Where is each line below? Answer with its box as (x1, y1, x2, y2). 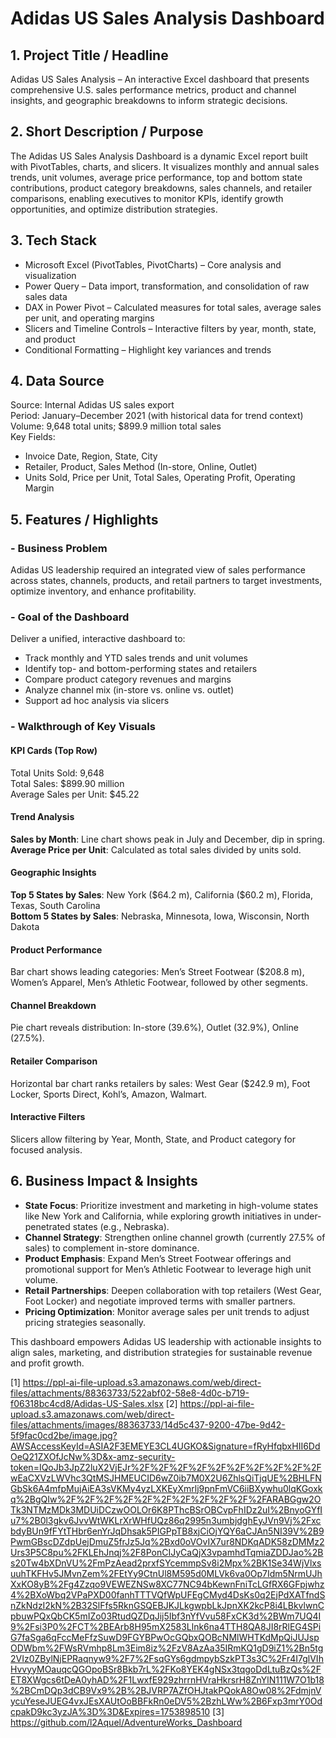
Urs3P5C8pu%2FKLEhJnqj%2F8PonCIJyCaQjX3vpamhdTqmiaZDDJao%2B (10, 1546, 324, 1558)
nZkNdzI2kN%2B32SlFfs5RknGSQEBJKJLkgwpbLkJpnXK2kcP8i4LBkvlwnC (10, 1599, 325, 1611)
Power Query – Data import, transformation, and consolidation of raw (24, 280, 310, 292)
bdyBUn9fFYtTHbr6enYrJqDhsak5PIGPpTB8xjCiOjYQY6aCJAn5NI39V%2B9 (10, 1525, 325, 1537)
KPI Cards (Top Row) (10, 744, 98, 756)
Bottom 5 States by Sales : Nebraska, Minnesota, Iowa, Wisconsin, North (10, 910, 310, 922)
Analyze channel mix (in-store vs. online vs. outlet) (24, 684, 235, 696)
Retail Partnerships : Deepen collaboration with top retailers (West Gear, (24, 1284, 322, 1296)
